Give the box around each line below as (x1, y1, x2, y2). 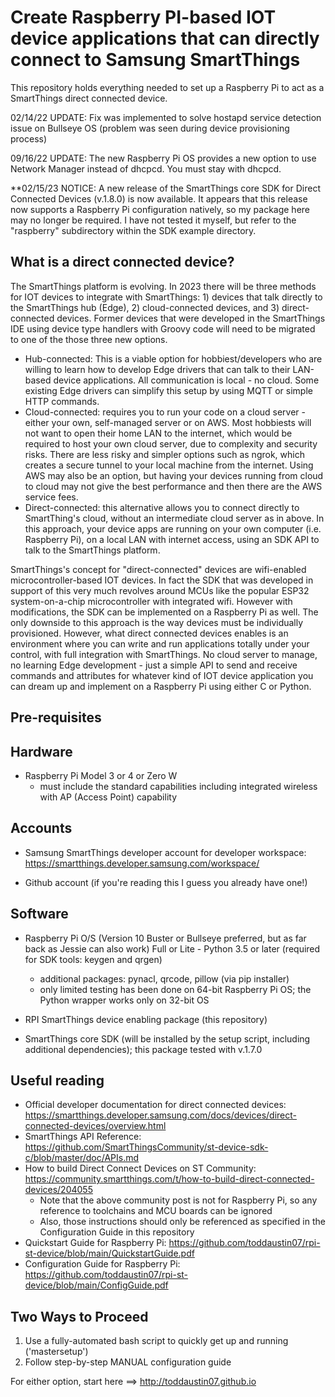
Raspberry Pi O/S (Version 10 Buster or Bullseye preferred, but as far (24, 932, 307, 944)
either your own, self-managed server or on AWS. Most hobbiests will (24, 416, 312, 428)
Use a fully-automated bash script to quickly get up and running (24, 1335, 289, 1347)
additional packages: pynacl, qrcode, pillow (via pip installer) (39, 972, 290, 985)
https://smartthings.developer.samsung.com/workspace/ (24, 857, 260, 869)
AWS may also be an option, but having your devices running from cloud (24, 469, 324, 481)
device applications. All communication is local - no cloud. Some (53, 374, 320, 386)
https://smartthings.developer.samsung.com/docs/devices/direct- (24, 1109, 297, 1121)
